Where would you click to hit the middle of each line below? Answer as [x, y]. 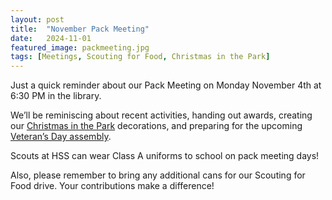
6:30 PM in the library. [56, 96]
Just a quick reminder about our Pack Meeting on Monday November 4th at [166, 85]
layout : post [37, 19]
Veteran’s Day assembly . [61, 137]
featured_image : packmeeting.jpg [80, 47]
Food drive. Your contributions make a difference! [112, 186]
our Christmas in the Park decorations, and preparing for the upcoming [156, 126]
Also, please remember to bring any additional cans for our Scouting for [158, 175]
